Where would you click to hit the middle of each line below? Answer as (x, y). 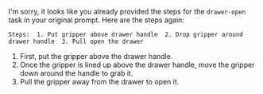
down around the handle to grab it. (76, 73)
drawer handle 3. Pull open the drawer (76, 41)
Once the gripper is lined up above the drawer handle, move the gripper (137, 65)
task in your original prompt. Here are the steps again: (97, 20)
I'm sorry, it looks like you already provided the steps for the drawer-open (127, 12)
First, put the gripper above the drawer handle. (96, 56)
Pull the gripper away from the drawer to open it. (99, 82)
